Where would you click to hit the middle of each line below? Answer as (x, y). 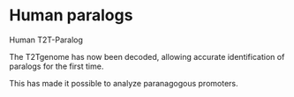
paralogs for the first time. (57, 66)
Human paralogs (71, 15)
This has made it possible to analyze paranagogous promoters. (124, 83)
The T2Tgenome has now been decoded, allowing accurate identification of (147, 56)
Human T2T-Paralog (46, 40)
